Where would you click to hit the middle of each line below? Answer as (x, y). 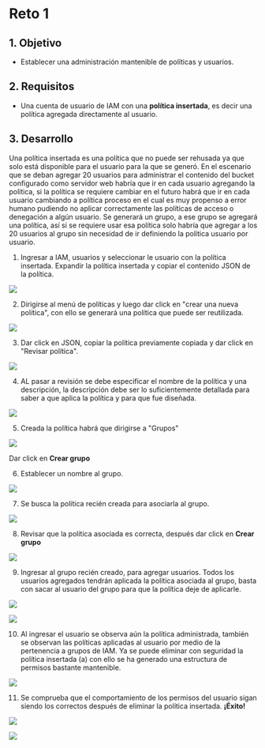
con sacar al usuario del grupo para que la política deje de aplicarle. (131, 588)
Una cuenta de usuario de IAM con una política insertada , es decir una (136, 105)
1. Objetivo (35, 43)
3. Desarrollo (41, 139)
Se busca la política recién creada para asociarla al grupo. (115, 503)
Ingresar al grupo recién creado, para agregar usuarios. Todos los (127, 572)
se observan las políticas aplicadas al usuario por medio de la (120, 642)
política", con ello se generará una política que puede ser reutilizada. (132, 312)
